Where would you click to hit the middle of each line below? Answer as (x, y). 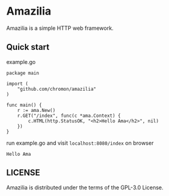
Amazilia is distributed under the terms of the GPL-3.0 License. (85, 187)
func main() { (24, 105)
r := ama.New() (36, 110)
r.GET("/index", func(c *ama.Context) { (69, 116)
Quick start (28, 47)
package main (23, 73)
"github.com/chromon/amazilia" (57, 89)
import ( (17, 83)
